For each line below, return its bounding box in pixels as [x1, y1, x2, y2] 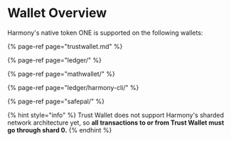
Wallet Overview [7, 5, 107, 21]
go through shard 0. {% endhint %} [7, 125, 112, 134]
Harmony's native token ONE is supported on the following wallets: [7, 28, 203, 37]
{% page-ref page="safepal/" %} [7, 97, 105, 106]
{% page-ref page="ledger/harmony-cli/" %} [7, 83, 139, 91]
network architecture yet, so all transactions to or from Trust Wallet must [7, 118, 225, 127]
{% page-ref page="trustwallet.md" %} [7, 42, 123, 50]
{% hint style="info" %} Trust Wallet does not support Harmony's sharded [7, 111, 225, 119]
